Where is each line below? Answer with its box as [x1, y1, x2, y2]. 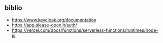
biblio [4, 4, 23, 12]
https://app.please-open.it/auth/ [11, 22, 77, 28]
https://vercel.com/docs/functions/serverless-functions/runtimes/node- [11, 27, 158, 33]
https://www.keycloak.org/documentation [11, 17, 97, 22]
